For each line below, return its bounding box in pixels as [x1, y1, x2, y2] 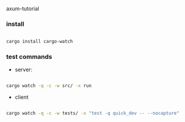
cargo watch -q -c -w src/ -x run [6, 83, 92, 89]
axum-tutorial [6, 5, 40, 12]
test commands [6, 53, 52, 61]
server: [14, 66, 33, 73]
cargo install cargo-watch [6, 39, 73, 45]
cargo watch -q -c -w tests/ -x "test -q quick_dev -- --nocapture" [6, 110, 180, 117]
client [14, 93, 29, 101]
